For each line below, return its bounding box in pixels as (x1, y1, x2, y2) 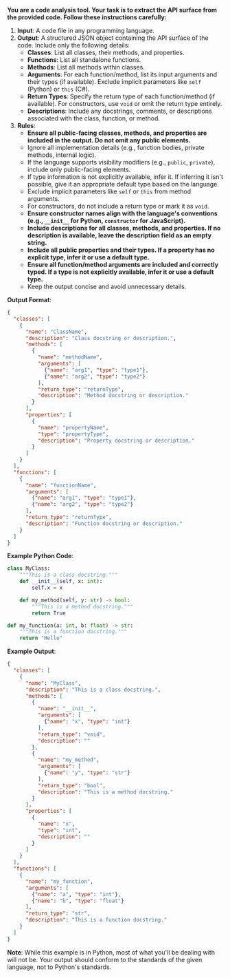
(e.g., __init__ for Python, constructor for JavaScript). (27, 217, 186, 224)
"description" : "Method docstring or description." (37, 392, 189, 399)
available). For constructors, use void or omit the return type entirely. (27, 100, 222, 107)
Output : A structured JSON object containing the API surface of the (16, 34, 209, 42)
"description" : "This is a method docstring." (37, 788, 174, 796)
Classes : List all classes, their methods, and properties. (27, 48, 185, 56)
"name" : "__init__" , (37, 705, 97, 712)
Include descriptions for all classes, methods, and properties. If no (27, 224, 221, 232)
